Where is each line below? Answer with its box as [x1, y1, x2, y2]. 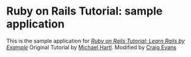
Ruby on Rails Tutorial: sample [6, 4, 163, 18]
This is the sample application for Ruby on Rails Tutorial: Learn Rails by [6, 37, 185, 44]
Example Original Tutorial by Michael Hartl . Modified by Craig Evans [6, 44, 177, 51]
